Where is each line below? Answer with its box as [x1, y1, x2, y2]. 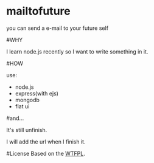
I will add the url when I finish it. [6, 138, 86, 145]
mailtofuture [6, 4, 71, 18]
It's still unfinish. [6, 126, 47, 133]
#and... [6, 114, 24, 122]
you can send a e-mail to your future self [6, 24, 108, 32]
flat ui [15, 102, 30, 110]
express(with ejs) [15, 89, 59, 97]
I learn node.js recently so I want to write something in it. [6, 47, 149, 55]
